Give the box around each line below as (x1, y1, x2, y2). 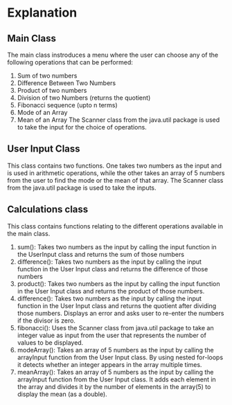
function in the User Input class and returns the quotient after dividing (17, 301, 217, 309)
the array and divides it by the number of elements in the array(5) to (17, 382, 211, 390)
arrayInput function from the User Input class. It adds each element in (17, 375, 216, 384)
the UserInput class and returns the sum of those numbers (17, 250, 185, 258)
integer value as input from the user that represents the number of (17, 331, 206, 339)
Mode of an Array (17, 109, 68, 116)
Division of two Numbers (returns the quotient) (17, 93, 151, 102)
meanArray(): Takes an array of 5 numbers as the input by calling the (17, 368, 214, 376)
